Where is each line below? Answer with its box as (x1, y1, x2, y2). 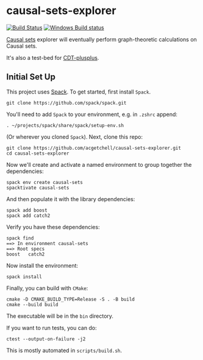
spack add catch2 (6, 212, 51, 219)
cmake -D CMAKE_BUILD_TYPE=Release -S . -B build (6, 296, 135, 303)
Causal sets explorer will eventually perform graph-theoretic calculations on (6, 35, 197, 43)
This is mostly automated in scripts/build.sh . (6, 347, 123, 354)
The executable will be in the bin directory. (6, 312, 114, 320)
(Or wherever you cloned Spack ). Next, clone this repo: (6, 133, 143, 141)
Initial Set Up (6, 72, 56, 83)
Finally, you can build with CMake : (6, 284, 88, 292)
